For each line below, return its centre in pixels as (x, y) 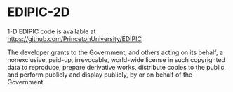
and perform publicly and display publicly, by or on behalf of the (100, 75)
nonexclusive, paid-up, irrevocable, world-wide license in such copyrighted (116, 59)
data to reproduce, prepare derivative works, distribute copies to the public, (117, 67)
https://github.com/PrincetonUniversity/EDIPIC (75, 38)
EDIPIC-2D (39, 12)
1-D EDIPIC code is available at (52, 31)
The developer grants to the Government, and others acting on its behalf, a (115, 52)
